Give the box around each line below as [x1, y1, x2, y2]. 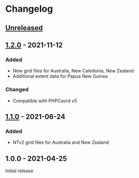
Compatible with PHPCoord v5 [12, 98, 77, 104]
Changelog [5, 3, 53, 15]
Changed [5, 86, 29, 93]
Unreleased [5, 24, 43, 32]
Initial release [5, 168, 33, 174]
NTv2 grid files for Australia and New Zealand [12, 139, 109, 146]
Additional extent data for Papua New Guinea [12, 73, 108, 79]
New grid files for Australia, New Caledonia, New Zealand [12, 68, 134, 74]
